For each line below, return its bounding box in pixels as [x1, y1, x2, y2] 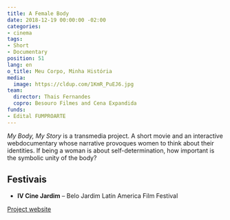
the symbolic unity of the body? [7, 153, 97, 162]
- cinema [7, 29, 32, 37]
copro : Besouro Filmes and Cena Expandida [13, 100, 137, 107]
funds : [7, 106, 26, 113]
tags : [7, 36, 23, 43]
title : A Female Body [7, 10, 70, 17]
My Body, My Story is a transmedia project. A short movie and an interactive [7, 132, 224, 140]
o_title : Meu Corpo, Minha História [7, 68, 112, 74]
